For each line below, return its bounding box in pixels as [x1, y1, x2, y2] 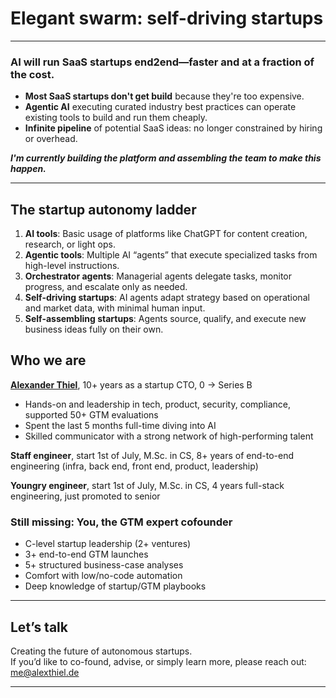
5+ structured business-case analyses [24, 559, 184, 571]
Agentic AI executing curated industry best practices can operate [24, 101, 297, 113]
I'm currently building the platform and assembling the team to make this [10, 152, 322, 164]
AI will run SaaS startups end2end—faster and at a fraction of [10, 55, 315, 69]
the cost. [10, 67, 55, 81]
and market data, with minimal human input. [24, 302, 206, 314]
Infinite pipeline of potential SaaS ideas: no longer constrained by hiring [24, 122, 323, 134]
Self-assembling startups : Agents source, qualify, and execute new [24, 313, 307, 325]
